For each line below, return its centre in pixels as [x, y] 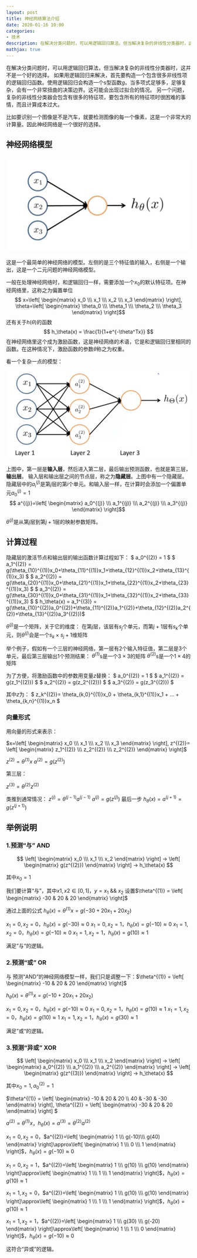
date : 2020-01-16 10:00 [35, 25]
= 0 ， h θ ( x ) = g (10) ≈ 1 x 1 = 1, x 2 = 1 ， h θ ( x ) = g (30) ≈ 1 [72, 1018]
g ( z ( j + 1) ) [17, 807]
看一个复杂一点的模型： [34, 362]
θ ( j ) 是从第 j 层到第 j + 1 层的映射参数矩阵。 [54, 522]
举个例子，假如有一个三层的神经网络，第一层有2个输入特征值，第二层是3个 [97, 648]
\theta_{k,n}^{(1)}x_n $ [33, 701]
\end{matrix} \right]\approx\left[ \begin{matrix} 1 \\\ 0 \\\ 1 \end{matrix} [91, 1144]
